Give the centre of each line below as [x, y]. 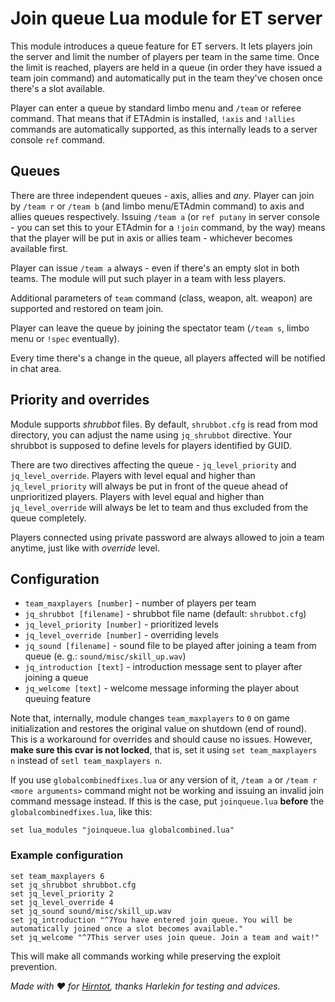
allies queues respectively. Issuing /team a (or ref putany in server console [165, 216]
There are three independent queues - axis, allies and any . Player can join [162, 195]
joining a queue [56, 678]
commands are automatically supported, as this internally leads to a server [164, 129]
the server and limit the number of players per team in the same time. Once [165, 56]
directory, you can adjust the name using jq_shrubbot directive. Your [151, 434]
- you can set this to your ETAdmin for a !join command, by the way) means [168, 227]
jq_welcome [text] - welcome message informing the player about [162, 688]
